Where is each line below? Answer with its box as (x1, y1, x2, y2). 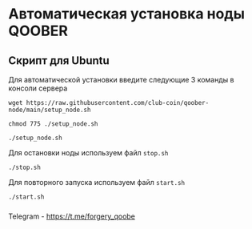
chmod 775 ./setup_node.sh (8, 120, 98, 128)
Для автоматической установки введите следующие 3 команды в (8, 75, 234, 84)
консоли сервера (8, 83, 68, 93)
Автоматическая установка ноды (8, 5, 246, 23)
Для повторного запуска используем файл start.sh (8, 178, 186, 187)
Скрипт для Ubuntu (8, 54, 110, 67)
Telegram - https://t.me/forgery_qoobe (8, 211, 136, 221)
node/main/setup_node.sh (8, 106, 91, 114)
